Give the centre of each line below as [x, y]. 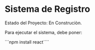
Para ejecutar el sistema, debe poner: [43, 32]
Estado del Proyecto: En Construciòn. [43, 23]
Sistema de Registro [47, 9]
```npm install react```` [27, 42]
